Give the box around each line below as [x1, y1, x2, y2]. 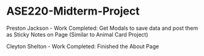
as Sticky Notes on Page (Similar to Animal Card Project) [6, 30, 148, 38]
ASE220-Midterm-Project [6, 4, 140, 18]
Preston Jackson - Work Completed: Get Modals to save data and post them [6, 24, 199, 32]
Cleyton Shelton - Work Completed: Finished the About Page [6, 43, 159, 50]
